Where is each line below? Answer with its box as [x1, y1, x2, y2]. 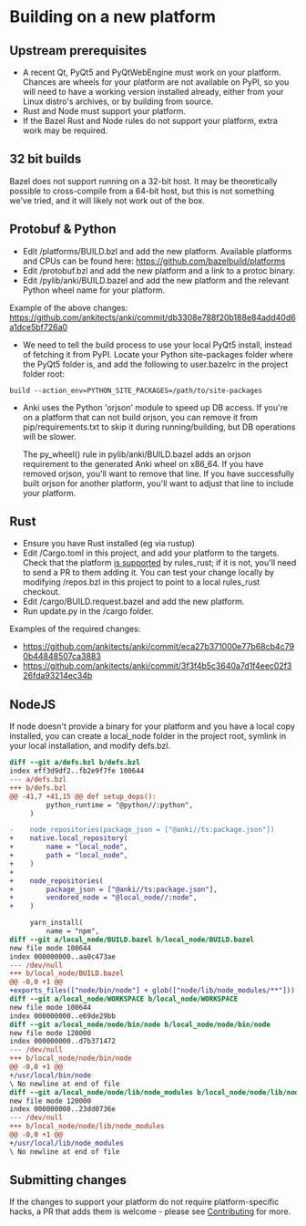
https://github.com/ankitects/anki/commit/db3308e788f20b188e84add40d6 [9, 312, 296, 323]
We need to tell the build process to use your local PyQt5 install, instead [22, 339, 293, 350]
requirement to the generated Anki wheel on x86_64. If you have [22, 458, 264, 469]
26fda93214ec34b [22, 670, 93, 681]
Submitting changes [9, 1172, 127, 1188]
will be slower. [22, 431, 76, 442]
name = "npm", [46, 927, 100, 936]
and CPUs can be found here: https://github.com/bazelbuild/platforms [22, 255, 286, 266]
